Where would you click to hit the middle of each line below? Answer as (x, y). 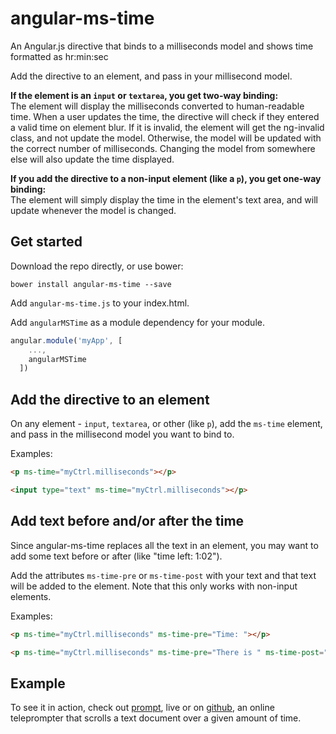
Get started (46, 242)
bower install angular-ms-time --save (91, 284)
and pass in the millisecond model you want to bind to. (122, 434)
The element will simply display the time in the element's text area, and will (164, 199)
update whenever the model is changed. (93, 210)
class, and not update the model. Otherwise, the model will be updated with (166, 138)
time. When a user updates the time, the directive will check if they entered (165, 116)
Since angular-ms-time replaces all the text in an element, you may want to (164, 545)
